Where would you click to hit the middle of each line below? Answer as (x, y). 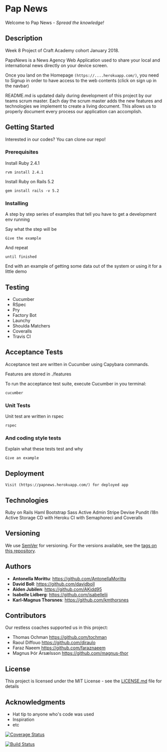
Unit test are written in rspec (34, 417)
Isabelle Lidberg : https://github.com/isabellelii (60, 594)
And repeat (17, 248)
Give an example (22, 458)
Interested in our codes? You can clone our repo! (55, 139)
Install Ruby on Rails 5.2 (30, 181)
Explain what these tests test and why (44, 449)
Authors (18, 567)
